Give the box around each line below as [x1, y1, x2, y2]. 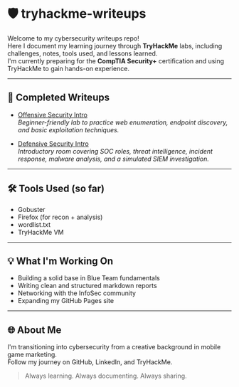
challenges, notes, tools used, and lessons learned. [7, 49, 158, 58]
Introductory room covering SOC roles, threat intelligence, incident [17, 147, 213, 155]
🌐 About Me [7, 324, 62, 336]
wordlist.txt [17, 220, 51, 228]
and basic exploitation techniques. [17, 125, 119, 134]
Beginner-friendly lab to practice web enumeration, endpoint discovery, [17, 118, 228, 127]
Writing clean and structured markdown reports [17, 282, 158, 290]
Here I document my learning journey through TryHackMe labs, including [7, 41, 223, 50]
